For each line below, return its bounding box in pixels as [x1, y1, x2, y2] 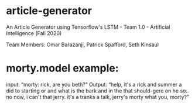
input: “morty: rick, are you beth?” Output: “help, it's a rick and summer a [6, 81, 182, 88]
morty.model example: [6, 61, 119, 75]
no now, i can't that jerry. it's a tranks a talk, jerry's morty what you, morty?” [6, 93, 189, 100]
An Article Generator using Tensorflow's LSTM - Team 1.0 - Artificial [6, 23, 170, 30]
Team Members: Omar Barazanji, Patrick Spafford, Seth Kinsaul [6, 41, 159, 48]
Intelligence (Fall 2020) [6, 29, 62, 36]
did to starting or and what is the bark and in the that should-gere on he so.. [6, 87, 189, 94]
